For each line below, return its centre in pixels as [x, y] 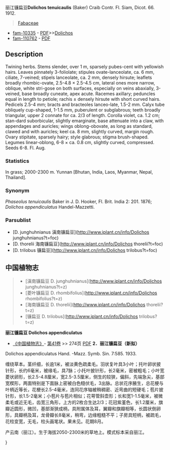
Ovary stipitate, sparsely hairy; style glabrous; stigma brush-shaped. [77, 137]
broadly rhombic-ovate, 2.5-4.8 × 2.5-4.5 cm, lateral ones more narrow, [80, 82]
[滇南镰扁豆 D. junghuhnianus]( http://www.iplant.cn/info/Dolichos [94, 281]
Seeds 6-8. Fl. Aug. [25, 148]
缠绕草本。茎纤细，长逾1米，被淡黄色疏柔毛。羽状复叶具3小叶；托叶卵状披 [83, 364]
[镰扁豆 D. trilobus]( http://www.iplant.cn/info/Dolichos [81, 316]
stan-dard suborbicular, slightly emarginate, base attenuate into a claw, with [84, 121]
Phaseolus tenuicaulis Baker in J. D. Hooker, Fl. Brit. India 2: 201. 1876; [79, 202]
